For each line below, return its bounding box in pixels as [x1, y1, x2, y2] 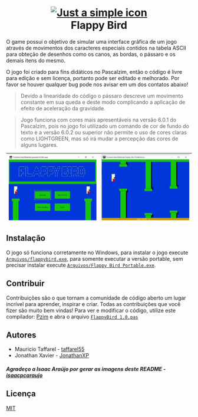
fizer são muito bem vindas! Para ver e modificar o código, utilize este [6, 307, 176, 314]
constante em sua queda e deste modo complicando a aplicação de [20, 98, 186, 106]
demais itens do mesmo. [6, 57, 66, 64]
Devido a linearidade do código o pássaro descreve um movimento [20, 92, 184, 99]
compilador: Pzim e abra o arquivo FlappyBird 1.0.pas [6, 313, 138, 320]
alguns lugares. [20, 141, 58, 148]
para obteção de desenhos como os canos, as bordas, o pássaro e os [6, 50, 176, 58]
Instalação [6, 233, 46, 244]
